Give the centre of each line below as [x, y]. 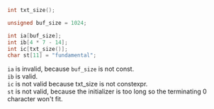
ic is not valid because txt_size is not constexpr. [78, 84]
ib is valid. [23, 76]
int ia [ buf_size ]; [34, 35]
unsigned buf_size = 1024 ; [47, 23]
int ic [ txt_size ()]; [38, 49]
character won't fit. [35, 99]
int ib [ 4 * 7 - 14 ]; [38, 42]
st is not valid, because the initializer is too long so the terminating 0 [107, 91]
